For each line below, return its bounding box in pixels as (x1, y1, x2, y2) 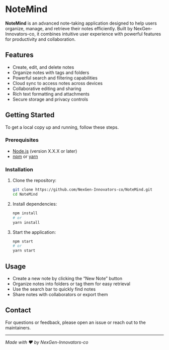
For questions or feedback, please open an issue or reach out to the (5, 319, 146, 325)
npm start (12, 239, 34, 244)
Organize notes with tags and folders (12, 69, 90, 75)
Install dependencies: (12, 201, 57, 207)
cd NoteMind (12, 192, 38, 197)
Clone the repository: (12, 178, 57, 184)
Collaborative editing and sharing (12, 85, 81, 92)
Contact (5, 306, 31, 315)
